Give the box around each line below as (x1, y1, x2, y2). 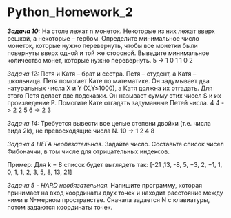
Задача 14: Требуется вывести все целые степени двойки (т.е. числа (7, 119, 212, 127)
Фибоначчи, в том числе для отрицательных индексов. (7, 147, 170, 155)
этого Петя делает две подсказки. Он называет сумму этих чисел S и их (7, 91, 222, 100)
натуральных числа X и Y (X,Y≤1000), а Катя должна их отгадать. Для (7, 84, 213, 92)
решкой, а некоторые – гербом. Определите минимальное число (7, 34, 200, 42)
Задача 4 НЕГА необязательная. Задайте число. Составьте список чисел (7, 140, 224, 148)
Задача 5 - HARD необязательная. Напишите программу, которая (7, 181, 203, 189)
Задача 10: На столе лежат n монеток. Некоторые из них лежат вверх (7, 27, 215, 35)
